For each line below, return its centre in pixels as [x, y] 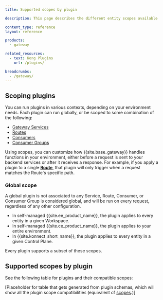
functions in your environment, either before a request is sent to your [74, 157]
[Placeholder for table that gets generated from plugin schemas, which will [80, 287]
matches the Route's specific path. [40, 173]
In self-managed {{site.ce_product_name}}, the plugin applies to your [81, 226]
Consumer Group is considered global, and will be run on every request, [77, 201]
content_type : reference [30, 27]
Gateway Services [30, 127]
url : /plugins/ [29, 63]
